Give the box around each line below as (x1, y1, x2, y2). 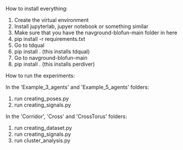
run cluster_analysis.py (14, 137, 70, 144)
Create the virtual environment (14, 17, 89, 23)
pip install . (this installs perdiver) (14, 60, 95, 68)
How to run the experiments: (5, 72, 75, 79)
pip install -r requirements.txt (14, 36, 85, 42)
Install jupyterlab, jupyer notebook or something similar (14, 23, 149, 30)
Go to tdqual (14, 42, 45, 49)
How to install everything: (5, 5, 68, 12)
